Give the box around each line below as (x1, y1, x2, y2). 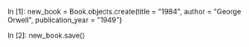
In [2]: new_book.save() (7, 31, 85, 40)
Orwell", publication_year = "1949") (7, 15, 123, 25)
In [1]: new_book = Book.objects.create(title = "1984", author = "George (7, 7, 242, 16)
